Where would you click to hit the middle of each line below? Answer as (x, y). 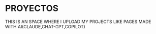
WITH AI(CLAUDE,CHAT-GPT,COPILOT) (45, 26)
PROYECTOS (32, 8)
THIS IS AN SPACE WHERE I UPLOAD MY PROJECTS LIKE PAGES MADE (78, 22)
